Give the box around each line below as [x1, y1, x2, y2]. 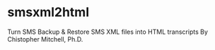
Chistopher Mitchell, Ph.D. [7, 35, 83, 43]
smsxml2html [7, 4, 90, 20]
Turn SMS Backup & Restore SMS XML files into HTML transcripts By [7, 27, 209, 36]
